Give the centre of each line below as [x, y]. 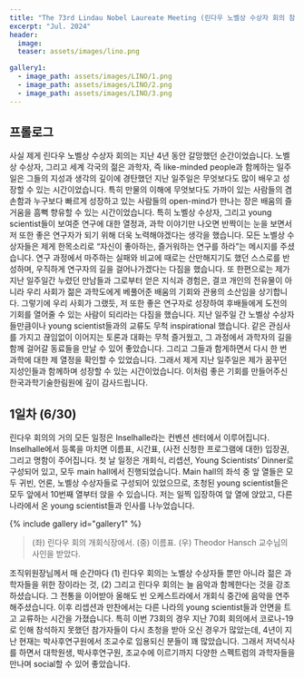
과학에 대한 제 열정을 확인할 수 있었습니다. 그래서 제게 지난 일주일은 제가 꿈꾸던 [148, 360]
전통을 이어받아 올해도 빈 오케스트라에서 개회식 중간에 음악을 [167, 596]
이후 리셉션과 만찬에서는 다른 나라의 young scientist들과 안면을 [170, 607]
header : [24, 34]
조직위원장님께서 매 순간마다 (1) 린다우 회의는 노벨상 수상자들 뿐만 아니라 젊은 [146, 574]
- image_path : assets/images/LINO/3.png [95, 93]
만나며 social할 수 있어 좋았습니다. [70, 664]
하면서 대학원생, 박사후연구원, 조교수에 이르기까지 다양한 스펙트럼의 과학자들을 [157, 653]
